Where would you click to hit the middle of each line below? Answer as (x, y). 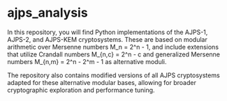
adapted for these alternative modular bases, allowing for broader (102, 82)
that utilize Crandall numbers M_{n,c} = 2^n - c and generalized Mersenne (113, 54)
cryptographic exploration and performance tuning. (81, 90)
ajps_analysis (48, 13)
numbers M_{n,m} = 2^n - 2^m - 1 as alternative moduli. (87, 61)
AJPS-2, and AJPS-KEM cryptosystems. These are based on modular (107, 39)
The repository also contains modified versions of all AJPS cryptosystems (113, 75)
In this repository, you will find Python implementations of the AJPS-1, (108, 32)
